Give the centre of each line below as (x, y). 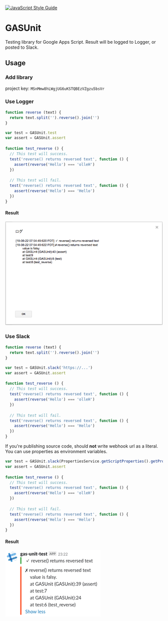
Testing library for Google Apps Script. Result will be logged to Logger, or (80, 42)
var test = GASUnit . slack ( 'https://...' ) (49, 368)
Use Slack (17, 336)
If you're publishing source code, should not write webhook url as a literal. (82, 446)
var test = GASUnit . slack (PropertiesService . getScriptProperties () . (78, 461)
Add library (19, 77)
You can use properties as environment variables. (56, 452)
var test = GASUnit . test (31, 133)
